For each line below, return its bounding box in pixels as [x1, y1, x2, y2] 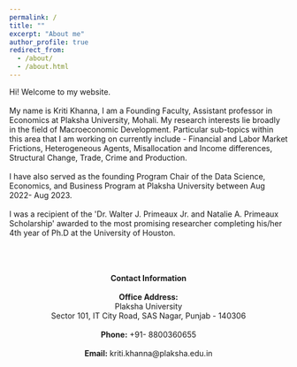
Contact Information [110, 272, 187, 283]
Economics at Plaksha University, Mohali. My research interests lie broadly [9, 114, 281, 125]
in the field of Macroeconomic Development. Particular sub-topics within [9, 124, 274, 134]
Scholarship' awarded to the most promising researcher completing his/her [9, 218, 283, 228]
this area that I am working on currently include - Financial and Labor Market [9, 134, 288, 144]
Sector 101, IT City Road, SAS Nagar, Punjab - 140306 [50, 310, 247, 321]
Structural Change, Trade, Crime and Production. [9, 152, 187, 163]
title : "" [9, 21, 46, 30]
